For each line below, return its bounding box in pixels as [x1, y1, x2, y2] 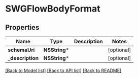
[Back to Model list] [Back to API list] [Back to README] [5, 67, 122, 73]
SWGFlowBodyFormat [5, 3, 100, 15]
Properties [5, 23, 40, 32]
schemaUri [8, 46, 35, 53]
